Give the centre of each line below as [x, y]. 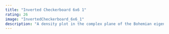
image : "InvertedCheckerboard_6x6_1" [45, 19]
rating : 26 [17, 14]
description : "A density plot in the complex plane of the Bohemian [78, 24]
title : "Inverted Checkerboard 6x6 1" [46, 10]
